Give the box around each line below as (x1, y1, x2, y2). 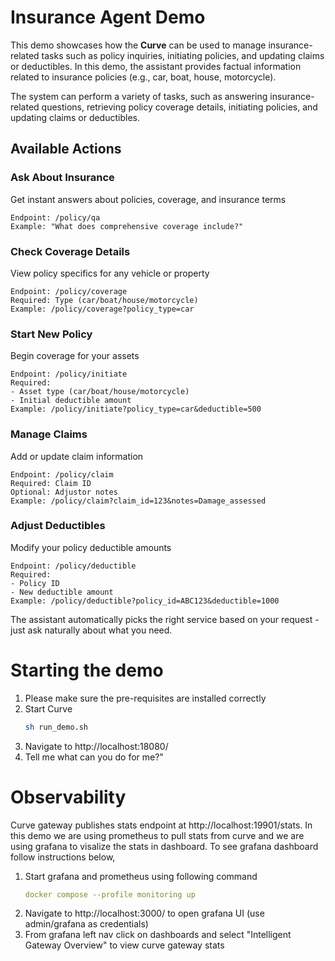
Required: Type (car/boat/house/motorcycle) (10, 295, 199, 305)
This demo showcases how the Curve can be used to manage (10, 39, 267, 51)
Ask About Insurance (10, 171, 115, 185)
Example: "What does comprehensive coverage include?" (10, 221, 244, 231)
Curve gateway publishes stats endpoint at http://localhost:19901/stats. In (10, 819, 313, 831)
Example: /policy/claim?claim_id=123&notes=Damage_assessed (10, 496, 267, 506)
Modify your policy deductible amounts (10, 541, 172, 553)
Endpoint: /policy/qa (10, 212, 101, 223)
